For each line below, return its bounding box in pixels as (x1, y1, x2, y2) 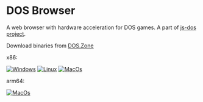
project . (6, 30, 26, 37)
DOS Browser (6, 4, 76, 18)
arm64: (6, 77, 25, 84)
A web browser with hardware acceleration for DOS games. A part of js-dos (6, 24, 197, 31)
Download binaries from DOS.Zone (6, 42, 94, 49)
